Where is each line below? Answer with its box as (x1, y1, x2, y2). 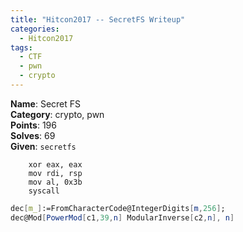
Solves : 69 (10, 129, 56, 141)
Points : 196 (10, 119, 57, 131)
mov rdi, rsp (28, 168, 83, 178)
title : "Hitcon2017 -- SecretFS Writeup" (10, 14, 186, 25)
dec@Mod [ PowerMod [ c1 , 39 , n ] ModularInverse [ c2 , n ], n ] (10, 212, 235, 223)
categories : (10, 24, 60, 34)
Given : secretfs (10, 140, 77, 152)
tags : (10, 42, 33, 53)
